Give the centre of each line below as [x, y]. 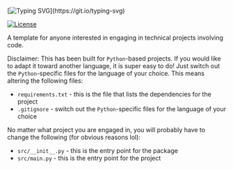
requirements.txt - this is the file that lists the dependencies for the [114, 94]
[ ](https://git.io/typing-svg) [66, 11]
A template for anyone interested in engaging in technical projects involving [115, 38]
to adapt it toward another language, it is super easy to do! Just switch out [114, 66]
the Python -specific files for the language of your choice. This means [106, 73]
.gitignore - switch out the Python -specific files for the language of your [121, 109]
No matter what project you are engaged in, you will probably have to [106, 130]
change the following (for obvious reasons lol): [74, 137]
